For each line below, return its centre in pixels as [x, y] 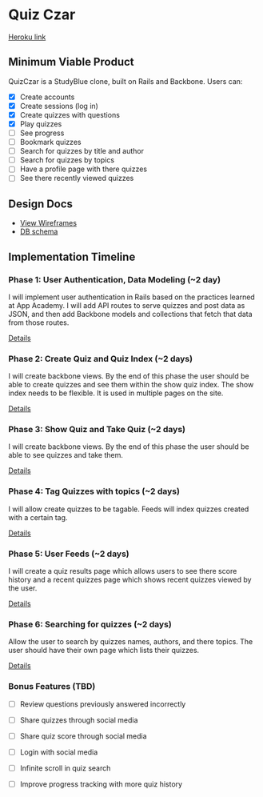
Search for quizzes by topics [67, 160]
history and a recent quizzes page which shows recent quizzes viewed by [130, 580]
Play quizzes [41, 124]
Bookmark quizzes [50, 142]
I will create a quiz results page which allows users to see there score [123, 571]
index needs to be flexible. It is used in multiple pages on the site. [116, 393]
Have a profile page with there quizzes [84, 169]
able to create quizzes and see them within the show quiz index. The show [131, 385]
